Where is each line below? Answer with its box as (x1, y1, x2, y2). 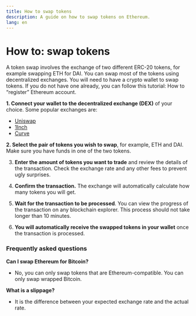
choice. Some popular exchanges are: (6, 106, 98, 113)
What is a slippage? (6, 287, 55, 294)
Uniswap (14, 117, 36, 124)
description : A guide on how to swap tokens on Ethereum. (6, 14, 150, 20)
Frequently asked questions (6, 245, 87, 253)
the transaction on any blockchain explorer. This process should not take (14, 206, 190, 213)
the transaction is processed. (14, 230, 85, 237)
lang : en (6, 19, 27, 25)
